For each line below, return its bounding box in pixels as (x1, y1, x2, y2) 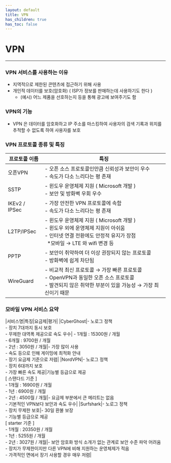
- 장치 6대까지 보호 (5, 363, 43, 369)
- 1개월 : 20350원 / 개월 (5, 426, 53, 432)
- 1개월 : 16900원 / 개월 (5, 382, 52, 388)
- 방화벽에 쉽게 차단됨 (44, 257, 95, 264)
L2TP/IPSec (8, 228, 37, 235)
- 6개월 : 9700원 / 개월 (5, 337, 51, 343)
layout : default (5, 7, 40, 13)
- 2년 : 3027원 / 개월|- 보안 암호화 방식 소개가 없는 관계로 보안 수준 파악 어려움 (5, 439, 161, 445)
